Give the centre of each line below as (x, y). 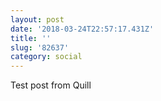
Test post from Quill (51, 85)
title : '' (31, 38)
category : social (46, 57)
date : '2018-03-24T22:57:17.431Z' (82, 29)
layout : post (37, 19)
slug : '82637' (40, 47)
